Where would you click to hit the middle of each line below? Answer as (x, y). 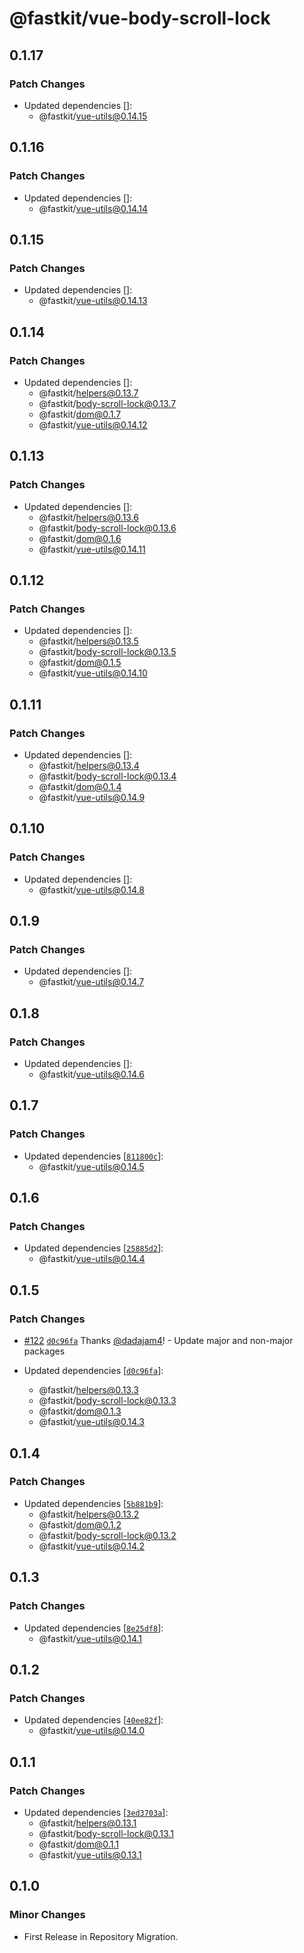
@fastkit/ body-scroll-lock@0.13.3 (107, 1401)
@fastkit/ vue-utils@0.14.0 (91, 1731)
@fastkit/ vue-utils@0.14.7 (91, 982)
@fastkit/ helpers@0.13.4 (89, 765)
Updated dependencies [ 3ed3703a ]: (96, 1812)
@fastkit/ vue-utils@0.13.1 (90, 1854)
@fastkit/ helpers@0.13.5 (88, 641)
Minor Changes (47, 1915)
